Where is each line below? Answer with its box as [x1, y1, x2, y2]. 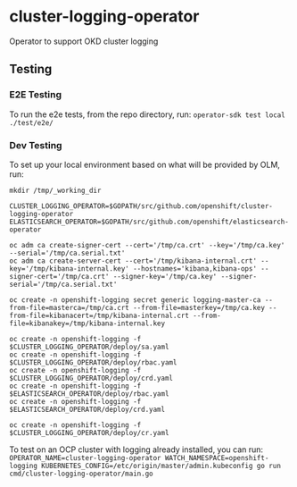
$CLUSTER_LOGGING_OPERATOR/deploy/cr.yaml [9, 428, 169, 437]
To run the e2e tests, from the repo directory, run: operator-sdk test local [9, 109, 285, 120]
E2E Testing [9, 88, 62, 101]
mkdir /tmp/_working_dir [9, 186, 102, 195]
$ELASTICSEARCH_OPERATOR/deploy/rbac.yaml [9, 389, 169, 399]
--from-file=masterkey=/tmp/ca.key [132, 303, 266, 312]
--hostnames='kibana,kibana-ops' [132, 264, 257, 273]
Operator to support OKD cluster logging [9, 36, 159, 46]
